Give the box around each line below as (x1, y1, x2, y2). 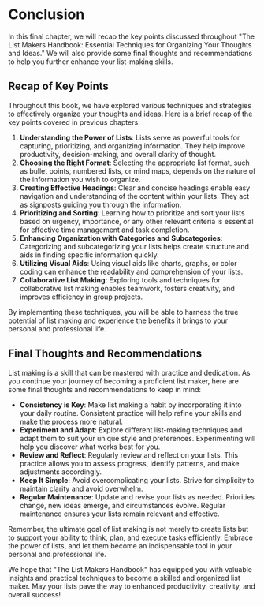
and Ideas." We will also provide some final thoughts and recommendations (8, 48, 253, 58)
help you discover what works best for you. (19, 442, 161, 451)
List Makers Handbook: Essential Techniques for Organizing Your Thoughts (8, 39, 252, 49)
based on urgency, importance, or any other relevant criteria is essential (19, 216, 254, 226)
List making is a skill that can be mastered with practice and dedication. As (8, 368, 251, 377)
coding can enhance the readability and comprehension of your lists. (19, 267, 244, 276)
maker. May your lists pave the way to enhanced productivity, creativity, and (8, 582, 256, 591)
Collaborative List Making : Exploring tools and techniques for (19, 275, 221, 285)
